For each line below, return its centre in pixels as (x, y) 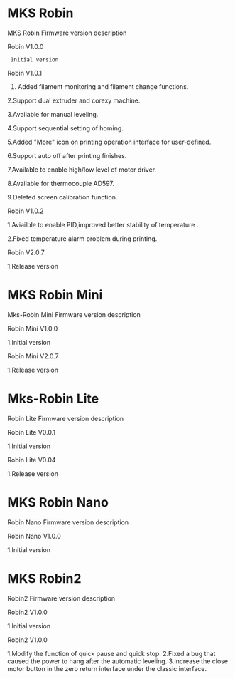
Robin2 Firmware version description (61, 598)
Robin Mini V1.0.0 (33, 328)
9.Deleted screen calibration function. (62, 197)
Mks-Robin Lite (53, 399)
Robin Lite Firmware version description (66, 418)
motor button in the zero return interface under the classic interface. (107, 668)
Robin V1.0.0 (26, 46)
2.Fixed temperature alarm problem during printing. (82, 238)
